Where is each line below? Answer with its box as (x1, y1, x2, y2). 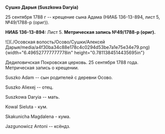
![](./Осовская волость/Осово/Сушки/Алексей (5, 39, 105, 45)
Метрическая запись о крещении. (5, 65, 79, 71)
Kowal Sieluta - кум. (5, 104, 48, 110)
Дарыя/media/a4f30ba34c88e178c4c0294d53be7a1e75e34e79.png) (5, 44, 150, 50)
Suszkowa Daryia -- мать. (5, 94, 60, 100)
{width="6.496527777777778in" (5, 50, 73, 55)
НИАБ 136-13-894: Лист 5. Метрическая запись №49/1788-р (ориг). (5, 29, 156, 35)
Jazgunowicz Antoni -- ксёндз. (5, 123, 71, 129)
